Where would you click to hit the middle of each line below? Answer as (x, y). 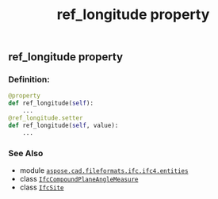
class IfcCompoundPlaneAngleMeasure (79, 179)
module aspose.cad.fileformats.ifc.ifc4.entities (104, 170)
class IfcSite (42, 187)
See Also (26, 153)
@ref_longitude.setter (46, 118)
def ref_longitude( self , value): (63, 125)
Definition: (29, 79)
